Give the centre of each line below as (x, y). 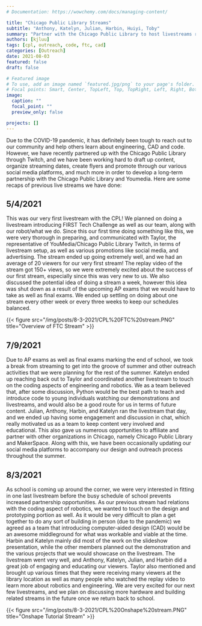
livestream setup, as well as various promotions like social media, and (92, 250)
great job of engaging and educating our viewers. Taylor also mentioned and (101, 566)
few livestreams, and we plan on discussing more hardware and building (96, 592)
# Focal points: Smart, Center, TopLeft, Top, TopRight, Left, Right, (96, 90)
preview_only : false (37, 112)
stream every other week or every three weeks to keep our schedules (92, 302)
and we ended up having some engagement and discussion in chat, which (98, 417)
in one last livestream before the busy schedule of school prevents (89, 496)
